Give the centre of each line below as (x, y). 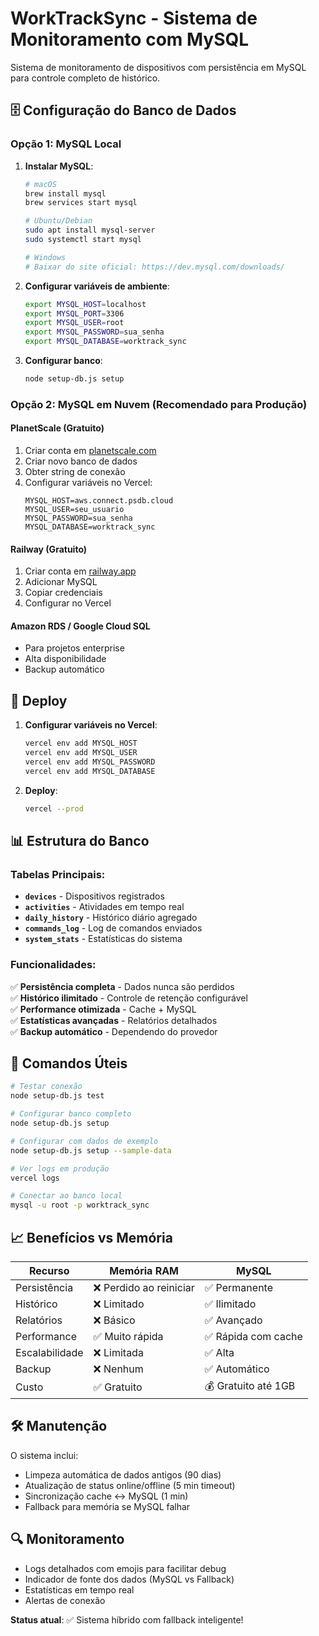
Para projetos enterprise (74, 648)
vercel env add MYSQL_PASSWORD (90, 762)
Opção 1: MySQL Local (66, 144)
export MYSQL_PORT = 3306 (74, 313)
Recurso (49, 1270)
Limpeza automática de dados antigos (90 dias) (123, 1474)
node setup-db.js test (57, 1096)
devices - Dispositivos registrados (94, 896)
